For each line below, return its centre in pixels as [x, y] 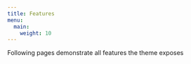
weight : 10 [36, 33]
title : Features [31, 14]
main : [22, 26]
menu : [15, 20]
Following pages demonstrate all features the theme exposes [95, 53]
